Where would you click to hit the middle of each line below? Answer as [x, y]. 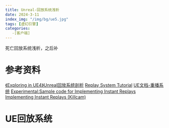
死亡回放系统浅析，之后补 [32, 48]
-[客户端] [21, 33]
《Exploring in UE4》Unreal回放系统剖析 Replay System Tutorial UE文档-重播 [82, 85]
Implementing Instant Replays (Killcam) [46, 97]
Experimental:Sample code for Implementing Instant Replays [73, 91]
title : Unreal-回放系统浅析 [32, 10]
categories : [18, 29]
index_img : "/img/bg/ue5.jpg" [37, 19]
